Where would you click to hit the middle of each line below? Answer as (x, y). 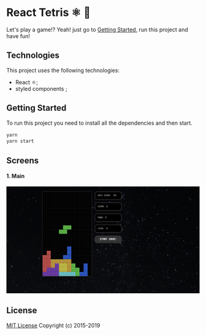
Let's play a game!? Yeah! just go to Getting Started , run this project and (97, 30)
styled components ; (41, 89)
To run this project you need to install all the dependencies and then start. (100, 123)
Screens (22, 160)
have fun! (18, 36)
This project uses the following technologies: (63, 70)
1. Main (16, 176)
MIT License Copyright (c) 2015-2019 (53, 325)
